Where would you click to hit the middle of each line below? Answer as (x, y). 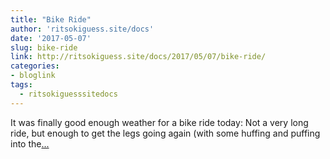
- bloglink (33, 76)
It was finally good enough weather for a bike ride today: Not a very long (159, 122)
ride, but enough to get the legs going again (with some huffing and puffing (165, 133)
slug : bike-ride (44, 47)
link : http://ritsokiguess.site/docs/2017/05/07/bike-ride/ (138, 57)
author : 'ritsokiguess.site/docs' (82, 29)
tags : (21, 85)
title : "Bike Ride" (51, 19)
